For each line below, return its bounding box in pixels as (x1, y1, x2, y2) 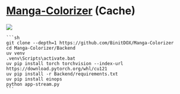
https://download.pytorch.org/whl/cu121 (6, 66, 108, 72)
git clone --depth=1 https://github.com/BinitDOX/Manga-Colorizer (6, 40, 174, 46)
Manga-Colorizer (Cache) (6, 4, 135, 18)
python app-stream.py (6, 81, 60, 87)
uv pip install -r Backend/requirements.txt (6, 71, 118, 77)
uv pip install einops (6, 76, 62, 82)
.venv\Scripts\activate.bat (6, 55, 76, 61)
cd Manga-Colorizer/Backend (6, 45, 76, 51)
